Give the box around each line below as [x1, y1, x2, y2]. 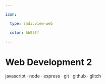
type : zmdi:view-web [10, 21, 53, 26]
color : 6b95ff [10, 30, 39, 35]
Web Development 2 [5, 56, 92, 68]
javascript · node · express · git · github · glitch [5, 73, 101, 79]
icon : [5, 12, 17, 17]
